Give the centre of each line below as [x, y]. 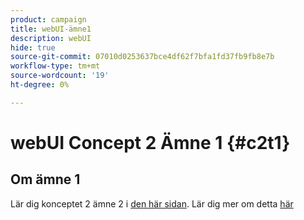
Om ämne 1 [45, 179]
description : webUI [51, 38]
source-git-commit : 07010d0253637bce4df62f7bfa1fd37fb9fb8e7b [142, 57]
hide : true [33, 47]
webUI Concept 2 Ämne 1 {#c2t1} [150, 142]
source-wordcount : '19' [60, 76]
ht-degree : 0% [40, 85]
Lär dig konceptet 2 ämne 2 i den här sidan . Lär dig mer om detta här [152, 203]
